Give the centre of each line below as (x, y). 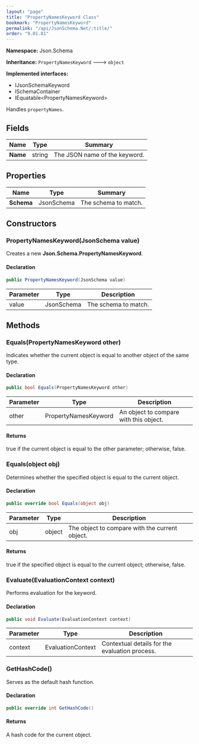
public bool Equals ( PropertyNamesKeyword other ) (67, 388)
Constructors (31, 224)
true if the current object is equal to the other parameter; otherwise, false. (96, 449)
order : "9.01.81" (28, 34)
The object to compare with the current (123, 528)
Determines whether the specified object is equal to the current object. (93, 477)
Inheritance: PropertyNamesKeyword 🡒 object (65, 62)
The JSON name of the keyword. (99, 155)
